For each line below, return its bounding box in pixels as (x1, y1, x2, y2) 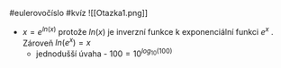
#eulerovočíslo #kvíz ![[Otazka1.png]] (9, 8, 149, 18)
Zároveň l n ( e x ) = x (22, 36, 92, 48)
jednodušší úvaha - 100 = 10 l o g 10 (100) (35, 47, 173, 59)
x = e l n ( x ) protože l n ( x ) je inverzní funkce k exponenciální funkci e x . (22, 25, 274, 37)
